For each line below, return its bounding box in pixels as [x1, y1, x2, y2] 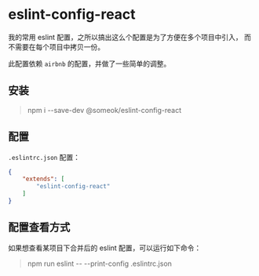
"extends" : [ [22, 175, 65, 183]
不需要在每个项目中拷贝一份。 [8, 42, 104, 52]
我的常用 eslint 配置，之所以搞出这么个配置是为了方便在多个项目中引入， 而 [8, 32, 251, 42]
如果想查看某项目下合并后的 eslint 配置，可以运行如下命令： [8, 243, 202, 252]
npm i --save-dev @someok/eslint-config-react [27, 105, 182, 114]
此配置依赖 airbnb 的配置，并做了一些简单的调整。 [8, 59, 171, 68]
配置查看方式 [8, 221, 71, 234]
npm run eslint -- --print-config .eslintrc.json [27, 259, 173, 268]
